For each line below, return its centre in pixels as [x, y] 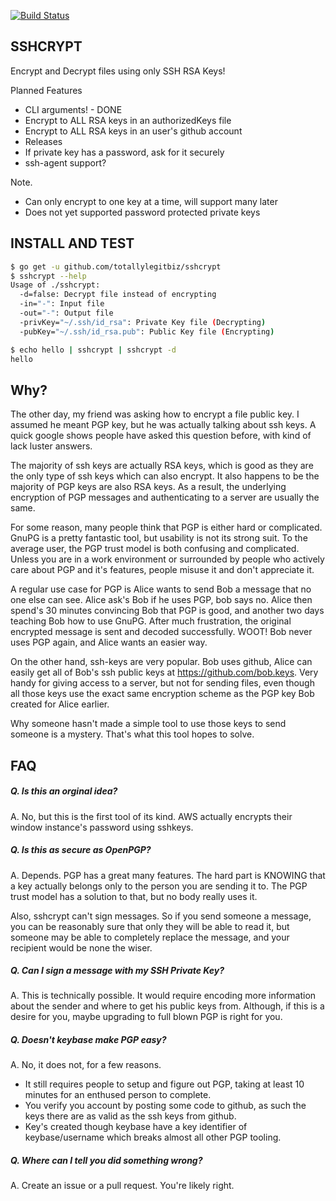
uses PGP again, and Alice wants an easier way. [109, 642]
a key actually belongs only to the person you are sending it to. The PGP [159, 886]
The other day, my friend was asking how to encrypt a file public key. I [155, 414]
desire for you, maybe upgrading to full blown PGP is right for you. [146, 1017]
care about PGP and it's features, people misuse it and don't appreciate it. [162, 570]
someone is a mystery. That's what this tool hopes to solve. [132, 734]
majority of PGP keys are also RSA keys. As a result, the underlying [148, 487]
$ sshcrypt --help [48, 276]
